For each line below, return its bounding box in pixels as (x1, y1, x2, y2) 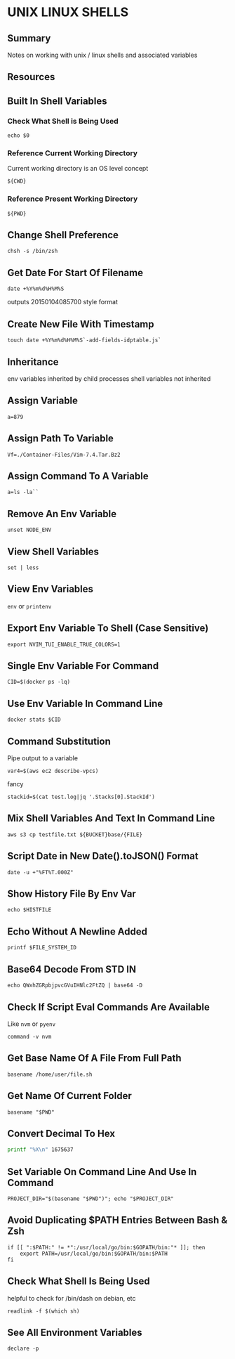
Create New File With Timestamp (7, 318, 154, 330)
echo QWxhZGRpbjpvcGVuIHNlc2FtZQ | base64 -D (7, 982, 142, 989)
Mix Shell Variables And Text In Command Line (7, 812, 215, 824)
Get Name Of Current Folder (7, 1090, 132, 1102)
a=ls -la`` (7, 489, 39, 496)
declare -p (7, 1345, 39, 1353)
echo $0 (7, 132, 30, 139)
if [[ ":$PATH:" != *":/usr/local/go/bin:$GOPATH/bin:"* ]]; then (7, 1244, 206, 1251)
